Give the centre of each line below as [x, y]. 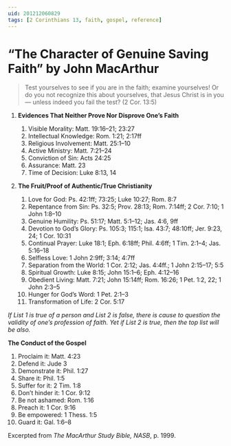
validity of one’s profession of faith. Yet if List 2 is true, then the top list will [113, 322]
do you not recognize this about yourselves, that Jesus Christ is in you [124, 95]
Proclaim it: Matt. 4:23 [49, 357]
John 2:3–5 [44, 287]
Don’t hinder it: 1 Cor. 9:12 [54, 393]
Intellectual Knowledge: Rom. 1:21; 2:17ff [85, 136]
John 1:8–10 [45, 214]
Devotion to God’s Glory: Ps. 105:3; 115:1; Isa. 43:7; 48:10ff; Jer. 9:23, [125, 229]
